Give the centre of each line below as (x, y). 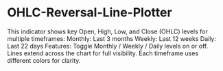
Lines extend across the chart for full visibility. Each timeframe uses (103, 53)
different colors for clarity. (44, 60)
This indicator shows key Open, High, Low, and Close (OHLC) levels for (107, 31)
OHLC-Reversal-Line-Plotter (90, 13)
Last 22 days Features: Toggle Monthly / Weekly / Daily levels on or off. (108, 46)
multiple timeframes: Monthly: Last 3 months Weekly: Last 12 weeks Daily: (112, 38)
